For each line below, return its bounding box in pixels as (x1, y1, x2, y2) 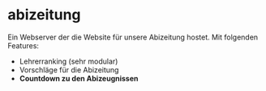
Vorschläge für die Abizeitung (19, 64, 119, 74)
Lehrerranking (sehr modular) (19, 56, 118, 66)
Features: (7, 40, 40, 50)
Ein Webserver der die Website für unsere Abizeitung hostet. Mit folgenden (7, 32, 259, 42)
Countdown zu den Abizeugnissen (19, 73, 139, 83)
